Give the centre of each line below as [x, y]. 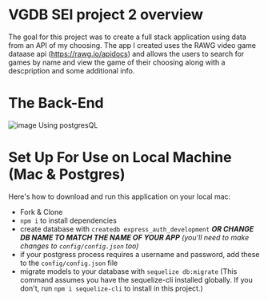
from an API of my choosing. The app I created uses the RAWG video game [132, 45]
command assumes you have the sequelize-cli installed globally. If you [136, 279]
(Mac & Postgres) [67, 174]
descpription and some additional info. [72, 70]
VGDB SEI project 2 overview [106, 15]
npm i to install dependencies [68, 220]
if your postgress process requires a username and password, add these [140, 254]
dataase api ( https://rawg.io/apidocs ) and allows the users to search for [126, 53]
